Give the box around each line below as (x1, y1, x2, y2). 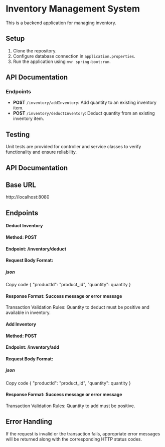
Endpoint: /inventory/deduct (6, 245, 67, 252)
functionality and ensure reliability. (6, 149, 77, 155)
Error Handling (6, 417, 52, 426)
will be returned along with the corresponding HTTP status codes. (6, 436, 142, 442)
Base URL (6, 181, 37, 189)
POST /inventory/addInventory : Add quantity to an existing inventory (13, 99, 157, 106)
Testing (6, 130, 30, 139)
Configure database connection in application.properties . (13, 53, 136, 59)
